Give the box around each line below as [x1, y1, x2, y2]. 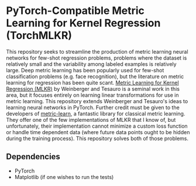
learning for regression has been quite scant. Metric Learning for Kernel [6, 79, 180, 86]
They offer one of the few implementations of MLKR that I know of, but [6, 116, 176, 123]
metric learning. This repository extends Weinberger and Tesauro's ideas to [6, 97, 188, 104]
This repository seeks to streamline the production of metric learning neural [6, 48, 188, 55]
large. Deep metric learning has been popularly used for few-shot [6, 66, 164, 73]
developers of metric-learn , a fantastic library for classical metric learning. [6, 110, 185, 117]
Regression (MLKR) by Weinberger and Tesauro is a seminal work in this [6, 85, 180, 92]
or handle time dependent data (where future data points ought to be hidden [6, 128, 190, 135]
